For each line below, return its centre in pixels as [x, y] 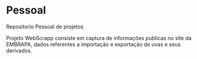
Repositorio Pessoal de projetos [45, 27]
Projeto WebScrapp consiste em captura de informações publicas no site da [99, 38]
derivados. [19, 50]
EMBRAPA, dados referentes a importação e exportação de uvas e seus [93, 44]
